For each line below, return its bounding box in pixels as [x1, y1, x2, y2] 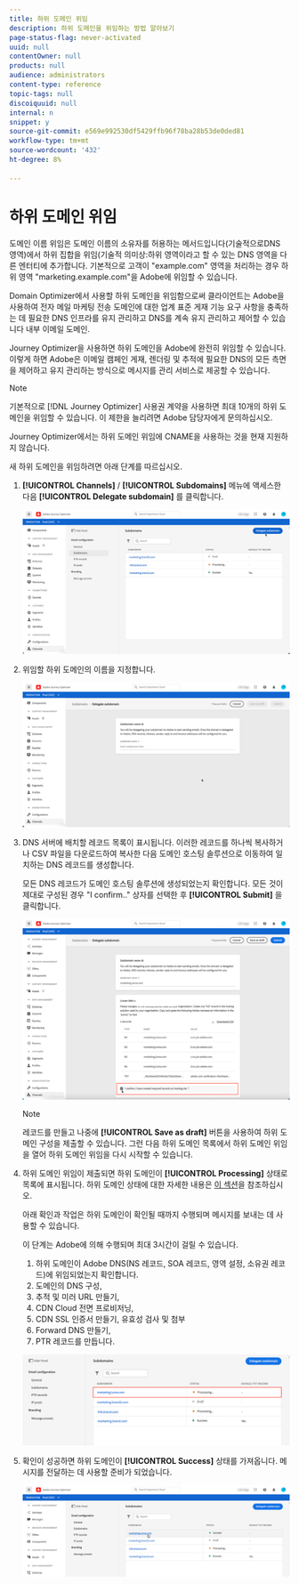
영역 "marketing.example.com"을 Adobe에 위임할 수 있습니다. [18, 271, 238, 282]
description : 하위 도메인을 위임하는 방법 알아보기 [9, 23, 175, 33]
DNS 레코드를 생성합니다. [45, 860, 134, 870]
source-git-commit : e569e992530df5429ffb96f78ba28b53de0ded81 [9, 127, 245, 136]
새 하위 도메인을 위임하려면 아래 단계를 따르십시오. [9, 461, 183, 472]
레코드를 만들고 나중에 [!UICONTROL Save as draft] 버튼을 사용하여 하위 [21, 1127, 279, 1138]
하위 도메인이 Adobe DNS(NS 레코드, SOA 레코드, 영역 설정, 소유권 [35, 1258, 270, 1269]
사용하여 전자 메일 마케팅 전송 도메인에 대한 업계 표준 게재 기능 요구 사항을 [9, 301, 265, 311]
